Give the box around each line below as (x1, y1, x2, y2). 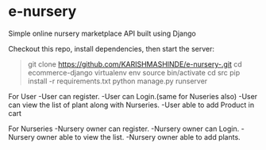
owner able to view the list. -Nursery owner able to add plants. (36, 132, 241, 141)
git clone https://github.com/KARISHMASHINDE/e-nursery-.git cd (27, 59, 242, 69)
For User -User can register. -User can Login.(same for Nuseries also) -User (8, 91, 258, 101)
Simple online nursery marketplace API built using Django (8, 29, 196, 38)
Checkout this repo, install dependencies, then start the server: (8, 44, 215, 53)
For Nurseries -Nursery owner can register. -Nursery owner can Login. (8, 124, 240, 133)
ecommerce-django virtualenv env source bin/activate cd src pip (27, 67, 241, 77)
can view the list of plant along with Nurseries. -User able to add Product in (8, 100, 255, 110)
